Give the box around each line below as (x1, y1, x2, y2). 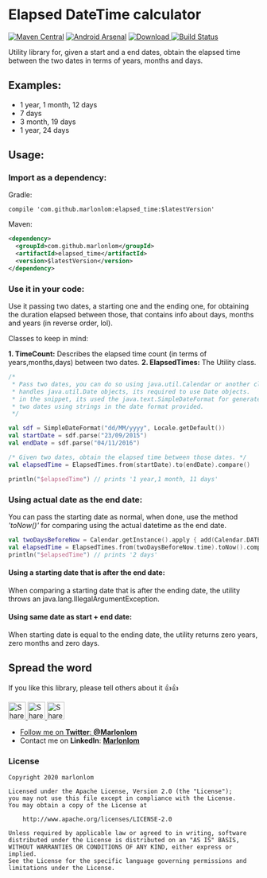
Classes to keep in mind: (8, 334, 89, 344)
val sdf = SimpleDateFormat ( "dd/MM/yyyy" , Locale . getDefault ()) (8, 424, 226, 433)
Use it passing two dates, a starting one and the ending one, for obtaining (8, 301, 250, 311)
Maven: (8, 219, 33, 229)
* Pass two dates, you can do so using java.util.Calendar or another (11, 380, 250, 388)
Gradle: (8, 190, 33, 200)
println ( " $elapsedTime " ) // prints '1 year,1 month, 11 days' (8, 475, 219, 483)
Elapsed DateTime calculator (8, 6, 202, 24)
